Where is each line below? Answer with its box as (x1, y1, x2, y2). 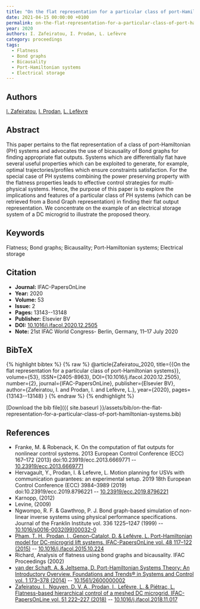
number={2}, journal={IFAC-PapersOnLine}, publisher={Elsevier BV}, (6, 380, 176, 387)
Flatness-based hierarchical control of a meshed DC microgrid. (14, 589, 170, 597)
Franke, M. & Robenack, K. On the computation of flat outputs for (14, 444, 174, 451)
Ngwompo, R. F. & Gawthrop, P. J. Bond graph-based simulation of (14, 507, 179, 514)
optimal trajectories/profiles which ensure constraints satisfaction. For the (6, 166, 187, 173)
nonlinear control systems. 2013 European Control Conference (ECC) (14, 450, 185, 457)
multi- (159, 179, 174, 186)
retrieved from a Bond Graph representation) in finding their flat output (6, 198, 179, 205)
